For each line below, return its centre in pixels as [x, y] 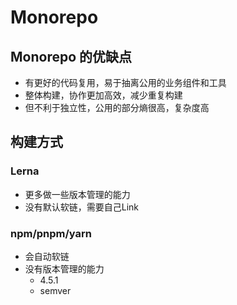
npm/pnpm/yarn [51, 233]
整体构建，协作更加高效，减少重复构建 [103, 95]
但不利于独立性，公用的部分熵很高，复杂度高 [117, 107]
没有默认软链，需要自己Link [82, 207]
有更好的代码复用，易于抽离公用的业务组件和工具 [125, 82]
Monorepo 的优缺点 [71, 56]
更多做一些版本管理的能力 [77, 194]
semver [55, 290]
